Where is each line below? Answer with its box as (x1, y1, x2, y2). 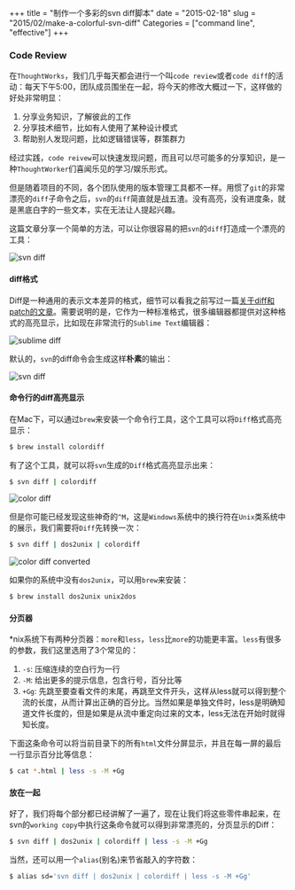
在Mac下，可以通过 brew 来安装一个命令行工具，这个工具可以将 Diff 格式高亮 (9, 413, 282, 424)
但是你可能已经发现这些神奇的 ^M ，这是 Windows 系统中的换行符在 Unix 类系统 (9, 511, 279, 522)
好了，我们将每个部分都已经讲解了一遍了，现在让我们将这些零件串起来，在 (9, 808, 281, 819)
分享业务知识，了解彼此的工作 (21, 112, 131, 122)
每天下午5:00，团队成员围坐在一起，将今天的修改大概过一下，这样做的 (24, 82, 283, 92)
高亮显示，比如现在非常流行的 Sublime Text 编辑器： (24, 317, 213, 328)
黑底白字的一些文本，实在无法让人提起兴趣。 (16, 205, 180, 215)
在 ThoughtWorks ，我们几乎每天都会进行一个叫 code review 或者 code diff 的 (9, 70, 276, 82)
